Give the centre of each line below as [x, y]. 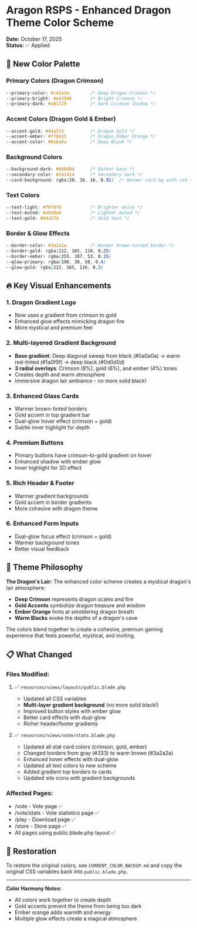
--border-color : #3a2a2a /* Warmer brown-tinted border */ [90, 246]
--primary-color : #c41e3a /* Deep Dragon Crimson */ [81, 93]
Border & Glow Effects [38, 233]
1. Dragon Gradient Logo [41, 302]
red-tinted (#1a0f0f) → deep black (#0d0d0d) [69, 362]
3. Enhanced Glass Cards [43, 396]
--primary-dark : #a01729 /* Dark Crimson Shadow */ [81, 104]
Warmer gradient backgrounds [52, 496]
